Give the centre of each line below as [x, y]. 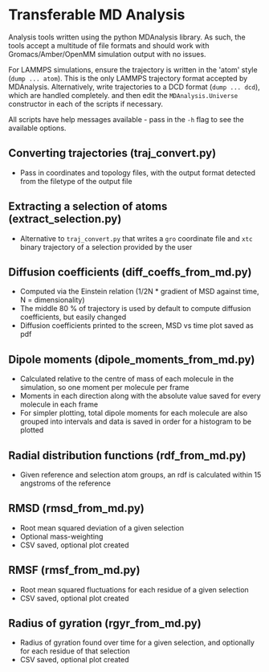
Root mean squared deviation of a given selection [102, 527]
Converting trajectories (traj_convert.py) [112, 153]
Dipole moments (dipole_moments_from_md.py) [132, 359]
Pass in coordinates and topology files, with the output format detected [137, 172]
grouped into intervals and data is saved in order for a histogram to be [135, 422]
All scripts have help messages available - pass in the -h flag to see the [126, 119]
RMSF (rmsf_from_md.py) [74, 570]
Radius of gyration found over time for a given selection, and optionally [137, 643]
